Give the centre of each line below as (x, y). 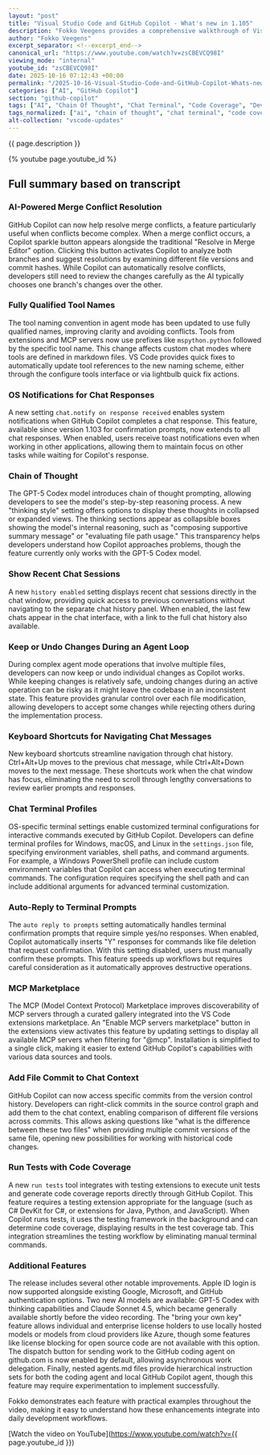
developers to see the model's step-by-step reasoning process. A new (125, 502)
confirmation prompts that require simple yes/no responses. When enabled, (133, 933)
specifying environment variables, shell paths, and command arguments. (129, 852)
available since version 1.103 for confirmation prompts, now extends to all (129, 430)
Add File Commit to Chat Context (74, 1078)
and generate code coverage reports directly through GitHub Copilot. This (131, 1193)
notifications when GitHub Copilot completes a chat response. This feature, (133, 421)
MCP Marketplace (44, 988)
